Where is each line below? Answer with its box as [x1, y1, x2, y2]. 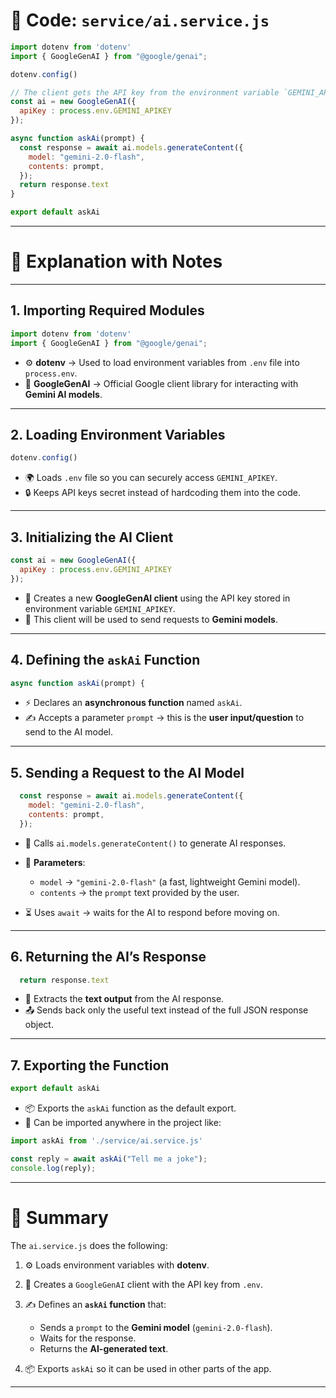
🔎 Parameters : [24, 856, 86, 868]
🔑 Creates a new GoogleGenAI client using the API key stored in [24, 592, 291, 604]
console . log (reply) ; [10, 1163, 97, 1173]
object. [24, 1019, 54, 1031]
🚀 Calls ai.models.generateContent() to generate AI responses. [24, 837, 287, 849]
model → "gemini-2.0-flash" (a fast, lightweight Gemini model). [39, 875, 301, 888]
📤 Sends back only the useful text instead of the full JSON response [24, 1004, 309, 1016]
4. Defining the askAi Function [10, 652, 201, 669]
